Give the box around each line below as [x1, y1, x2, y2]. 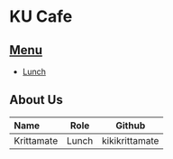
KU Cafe [9, 6, 73, 27]
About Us [9, 92, 63, 108]
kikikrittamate [102, 134, 159, 146]
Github [115, 119, 146, 132]
